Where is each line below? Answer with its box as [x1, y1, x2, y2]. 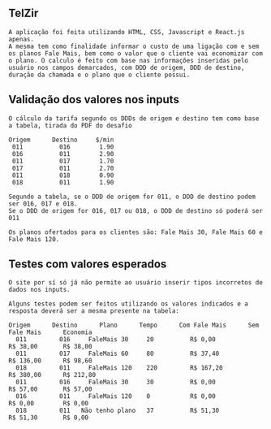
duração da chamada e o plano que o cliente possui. [8, 71, 191, 79]
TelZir [8, 6, 39, 20]
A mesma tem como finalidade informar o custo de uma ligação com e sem [8, 42, 260, 50]
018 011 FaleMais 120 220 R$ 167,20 [15, 364, 223, 372]
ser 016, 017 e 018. [8, 199, 79, 208]
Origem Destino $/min [8, 136, 114, 144]
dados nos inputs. [8, 286, 71, 294]
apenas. [8, 35, 35, 43]
